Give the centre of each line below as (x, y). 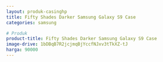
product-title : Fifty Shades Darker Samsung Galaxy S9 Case (82, 39)
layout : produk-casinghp (37, 12)
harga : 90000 (22, 50)
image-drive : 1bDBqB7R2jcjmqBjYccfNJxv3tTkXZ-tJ (67, 44)
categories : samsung (32, 22)
